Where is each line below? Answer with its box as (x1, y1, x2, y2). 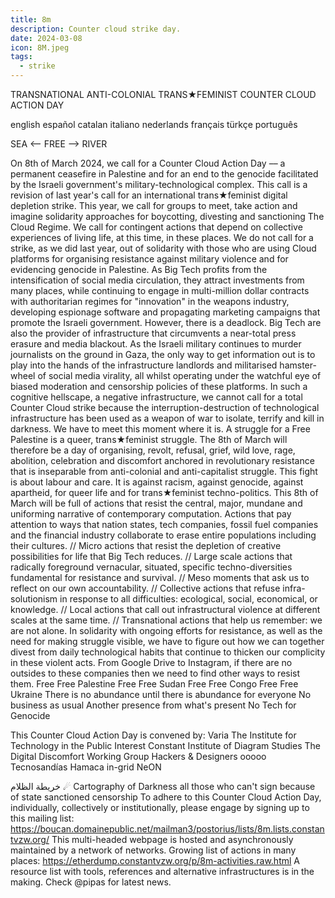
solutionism (10, 593, 58, 605)
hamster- (279, 359, 317, 371)
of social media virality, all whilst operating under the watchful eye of (37, 370, 322, 381)
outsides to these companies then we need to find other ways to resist (10, 667, 301, 679)
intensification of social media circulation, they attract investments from (10, 274, 305, 286)
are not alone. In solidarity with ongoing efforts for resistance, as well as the (10, 625, 323, 636)
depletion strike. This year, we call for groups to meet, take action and (10, 200, 298, 211)
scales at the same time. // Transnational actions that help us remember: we (10, 614, 323, 626)
